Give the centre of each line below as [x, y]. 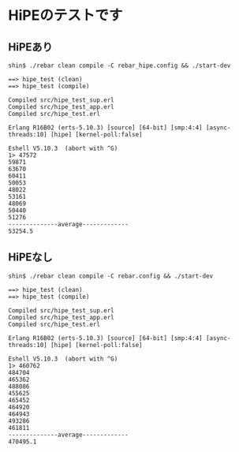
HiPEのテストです [65, 15]
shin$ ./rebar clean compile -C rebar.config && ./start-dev [111, 276]
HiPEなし [30, 258]
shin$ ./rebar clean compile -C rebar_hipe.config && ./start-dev [119, 65]
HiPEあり [30, 47]
